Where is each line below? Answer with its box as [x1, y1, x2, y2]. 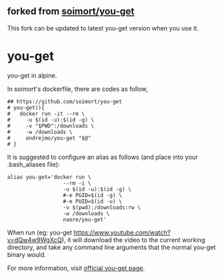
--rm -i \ [62, 180, 91, 187]
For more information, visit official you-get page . [7, 264, 145, 272]
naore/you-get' [62, 216, 107, 223]
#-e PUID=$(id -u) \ [62, 198, 123, 205]
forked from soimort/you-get [7, 6, 135, 17]
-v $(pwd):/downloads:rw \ [62, 204, 141, 211]
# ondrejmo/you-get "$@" [7, 135, 91, 142]
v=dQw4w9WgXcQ [7, 235, 62, 244]
